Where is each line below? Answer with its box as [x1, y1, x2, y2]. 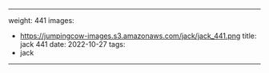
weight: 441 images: [8, 16, 74, 25]
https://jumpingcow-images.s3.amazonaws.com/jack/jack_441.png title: [19, 31, 257, 40]
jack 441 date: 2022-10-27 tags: [19, 40, 126, 48]
